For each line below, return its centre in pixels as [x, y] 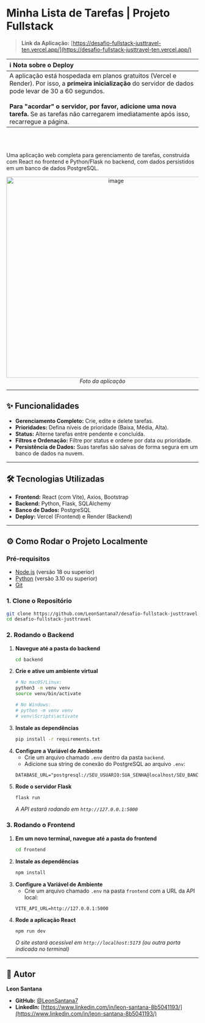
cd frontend [30, 850]
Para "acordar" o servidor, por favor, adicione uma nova [93, 106]
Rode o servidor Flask [43, 786]
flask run [28, 798]
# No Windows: [33, 705]
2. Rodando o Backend [40, 635]
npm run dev [30, 931]
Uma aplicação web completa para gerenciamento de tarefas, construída [98, 155]
